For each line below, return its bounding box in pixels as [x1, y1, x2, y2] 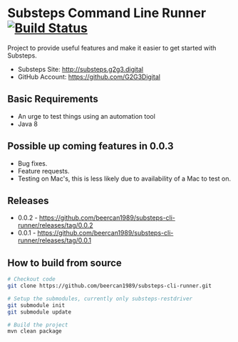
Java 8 [17, 119, 38, 128]
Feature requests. [17, 166, 70, 175]
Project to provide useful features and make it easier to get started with [7, 43, 217, 52]
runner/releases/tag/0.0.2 [17, 221, 93, 230]
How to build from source [7, 257, 123, 269]
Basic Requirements [7, 93, 98, 105]
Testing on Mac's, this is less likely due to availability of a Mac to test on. [17, 174, 232, 183]
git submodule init [7, 301, 66, 309]
